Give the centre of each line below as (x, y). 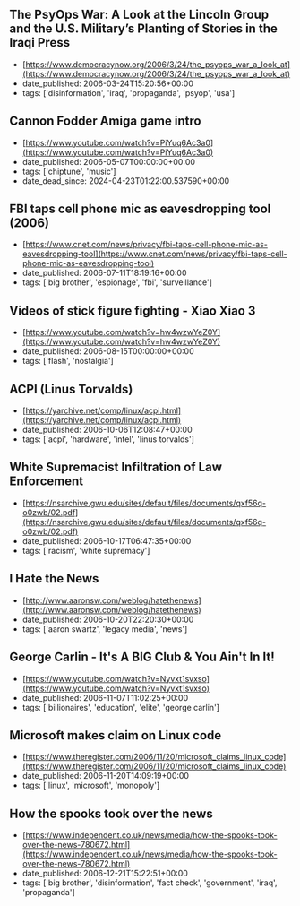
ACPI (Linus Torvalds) (71, 389)
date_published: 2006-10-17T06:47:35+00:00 (107, 540)
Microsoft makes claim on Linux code (116, 735)
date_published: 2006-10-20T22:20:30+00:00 (108, 619)
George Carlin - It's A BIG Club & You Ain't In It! (142, 657)
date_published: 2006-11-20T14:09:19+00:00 (106, 776)
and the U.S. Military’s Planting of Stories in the (143, 29)
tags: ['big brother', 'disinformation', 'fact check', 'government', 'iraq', (150, 883)
